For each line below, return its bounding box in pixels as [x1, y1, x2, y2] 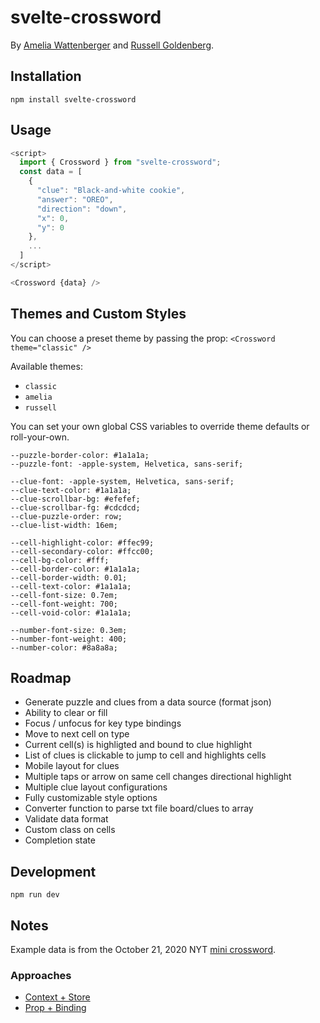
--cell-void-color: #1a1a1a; [10, 607, 132, 618]
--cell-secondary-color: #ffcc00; [10, 546, 155, 556]
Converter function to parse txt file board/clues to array [24, 802, 254, 815]
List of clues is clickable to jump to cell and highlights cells [24, 749, 267, 761]
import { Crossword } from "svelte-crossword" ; [19, 157, 222, 168]
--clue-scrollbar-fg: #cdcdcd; [10, 502, 141, 513]
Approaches [10, 968, 72, 982]
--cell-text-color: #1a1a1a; [10, 581, 132, 591]
